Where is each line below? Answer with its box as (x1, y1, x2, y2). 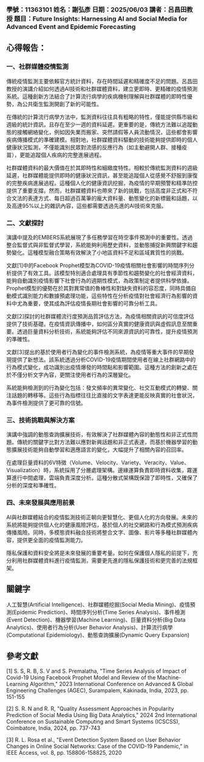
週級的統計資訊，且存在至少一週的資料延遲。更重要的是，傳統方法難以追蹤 (6, 120, 192, 128)
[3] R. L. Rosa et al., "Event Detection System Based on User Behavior (6, 736, 181, 744)
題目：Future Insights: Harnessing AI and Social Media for (14, 14, 188, 22)
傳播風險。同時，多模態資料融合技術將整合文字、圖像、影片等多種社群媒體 (6, 529, 192, 536)
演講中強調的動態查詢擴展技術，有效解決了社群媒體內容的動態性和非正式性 (6, 431, 192, 438)
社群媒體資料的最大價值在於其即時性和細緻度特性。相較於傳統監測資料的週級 (6, 164, 198, 171)
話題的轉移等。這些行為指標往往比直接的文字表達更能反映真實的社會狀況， (11, 391, 198, 399)
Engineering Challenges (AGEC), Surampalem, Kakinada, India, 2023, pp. (6, 687, 189, 694)
